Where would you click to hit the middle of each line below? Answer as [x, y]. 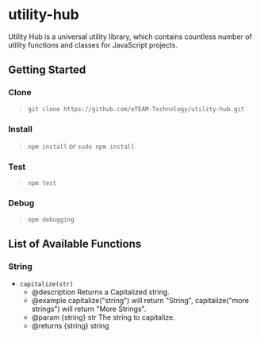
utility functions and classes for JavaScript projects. [93, 44]
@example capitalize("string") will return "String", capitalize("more [140, 301]
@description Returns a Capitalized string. [101, 292]
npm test [42, 183]
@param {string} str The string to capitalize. [103, 317]
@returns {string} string [70, 326]
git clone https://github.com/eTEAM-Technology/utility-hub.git [136, 109]
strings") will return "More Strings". [89, 309]
